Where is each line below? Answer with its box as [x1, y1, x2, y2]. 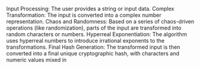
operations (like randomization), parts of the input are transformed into [6, 24, 182, 31]
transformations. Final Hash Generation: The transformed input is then [6, 43, 181, 51]
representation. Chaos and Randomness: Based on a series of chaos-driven [6, 18, 195, 25]
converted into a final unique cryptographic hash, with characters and [6, 50, 180, 57]
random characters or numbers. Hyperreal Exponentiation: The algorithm [6, 31, 187, 38]
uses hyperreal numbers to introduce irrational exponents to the [6, 37, 164, 44]
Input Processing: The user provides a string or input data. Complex [6, 5, 175, 12]
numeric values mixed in [6, 57, 67, 63]
